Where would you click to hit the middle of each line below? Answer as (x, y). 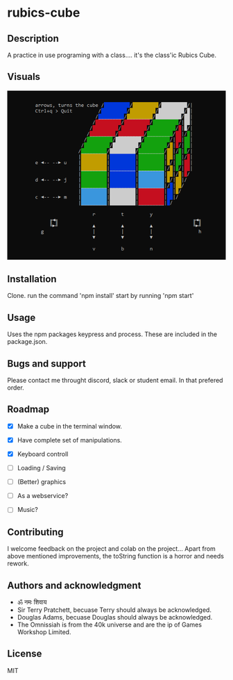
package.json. (27, 342)
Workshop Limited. (44, 632)
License (25, 654)
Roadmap (28, 409)
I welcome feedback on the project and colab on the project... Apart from (112, 549)
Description (33, 39)
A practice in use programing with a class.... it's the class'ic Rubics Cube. (112, 55)
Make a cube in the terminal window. (70, 426)
